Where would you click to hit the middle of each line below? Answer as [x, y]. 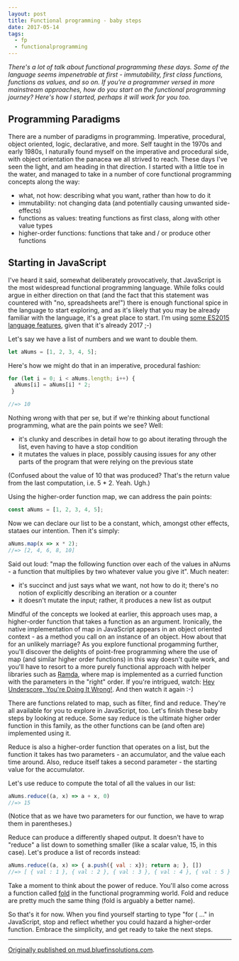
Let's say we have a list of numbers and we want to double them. [103, 339]
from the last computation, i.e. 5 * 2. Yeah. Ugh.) [79, 483]
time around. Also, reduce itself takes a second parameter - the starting [112, 762]
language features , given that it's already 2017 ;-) [80, 325]
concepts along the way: [44, 181]
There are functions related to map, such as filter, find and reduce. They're [117, 703]
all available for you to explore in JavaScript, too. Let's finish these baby [113, 710]
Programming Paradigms [64, 119]
